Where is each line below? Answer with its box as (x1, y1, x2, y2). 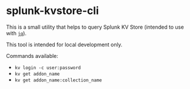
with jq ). (6, 29, 27, 36)
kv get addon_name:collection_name (14, 77, 102, 83)
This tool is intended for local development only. (6, 41, 122, 48)
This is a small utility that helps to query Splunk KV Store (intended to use (6, 23, 184, 30)
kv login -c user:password (14, 64, 81, 71)
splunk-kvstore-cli (6, 4, 99, 18)
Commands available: (6, 52, 59, 59)
